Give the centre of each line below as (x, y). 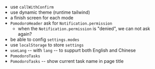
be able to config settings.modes (45, 39)
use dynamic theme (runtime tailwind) (50, 12)
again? (25, 34)
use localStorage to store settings (47, 45)
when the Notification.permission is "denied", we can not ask (84, 29)
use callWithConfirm (32, 7)
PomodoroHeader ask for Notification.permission (61, 23)
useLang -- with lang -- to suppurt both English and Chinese (73, 50)
